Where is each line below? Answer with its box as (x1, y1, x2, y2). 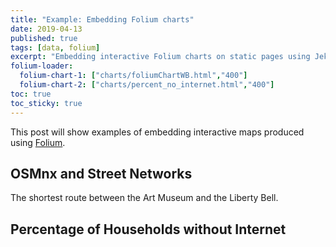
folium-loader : (10, 61, 74, 71)
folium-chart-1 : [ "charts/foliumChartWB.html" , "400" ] (19, 71, 248, 81)
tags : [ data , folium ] (10, 42, 101, 53)
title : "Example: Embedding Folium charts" (10, 14, 195, 25)
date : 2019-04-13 (10, 24, 83, 34)
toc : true (10, 89, 52, 99)
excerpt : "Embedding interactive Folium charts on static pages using (10, 52, 311, 62)
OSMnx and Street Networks (10, 165, 193, 182)
